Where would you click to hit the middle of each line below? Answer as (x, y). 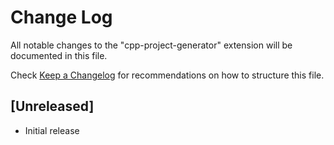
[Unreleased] (52, 106)
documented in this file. (59, 55)
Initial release (52, 130)
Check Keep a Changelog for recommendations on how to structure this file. (167, 75)
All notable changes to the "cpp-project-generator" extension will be (151, 45)
